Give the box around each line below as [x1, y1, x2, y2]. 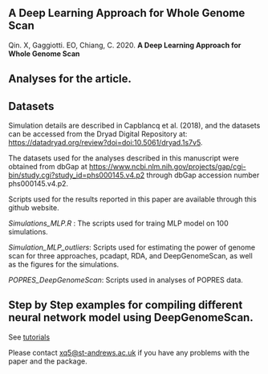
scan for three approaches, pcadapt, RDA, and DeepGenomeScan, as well [8, 251, 253, 261]
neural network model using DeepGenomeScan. [8, 311, 254, 324]
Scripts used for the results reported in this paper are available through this [8, 194, 257, 204]
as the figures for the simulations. [8, 260, 120, 270]
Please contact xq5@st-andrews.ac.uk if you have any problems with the [8, 348, 250, 357]
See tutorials [8, 332, 51, 342]
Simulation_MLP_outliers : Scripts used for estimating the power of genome [8, 242, 255, 252]
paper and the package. [8, 356, 88, 366]
